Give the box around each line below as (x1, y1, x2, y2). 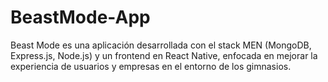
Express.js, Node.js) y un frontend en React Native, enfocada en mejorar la (10, 49, 318, 61)
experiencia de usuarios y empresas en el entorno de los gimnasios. (10, 60, 292, 72)
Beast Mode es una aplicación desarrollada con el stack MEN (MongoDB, (10, 39, 312, 51)
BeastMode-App (10, 6, 151, 29)
